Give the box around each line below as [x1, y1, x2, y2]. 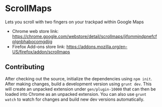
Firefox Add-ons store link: [12, 44, 65, 49]
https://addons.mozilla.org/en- [66, 44, 128, 49]
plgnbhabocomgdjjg [12, 38, 52, 44]
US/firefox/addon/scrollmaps [12, 49, 70, 55]
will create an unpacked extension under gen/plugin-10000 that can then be [5, 86, 156, 92]
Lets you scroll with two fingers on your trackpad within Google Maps [5, 19, 144, 25]
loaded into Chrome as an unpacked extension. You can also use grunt [5, 91, 147, 97]
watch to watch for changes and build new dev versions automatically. [5, 96, 145, 102]
